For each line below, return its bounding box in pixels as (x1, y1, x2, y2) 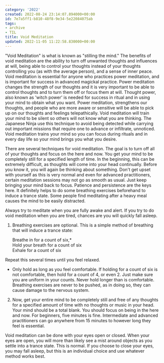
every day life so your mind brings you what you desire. (5, 136, 117, 142)
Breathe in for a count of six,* (12, 237, 72, 243)
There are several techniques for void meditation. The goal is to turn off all (5, 145, 155, 151)
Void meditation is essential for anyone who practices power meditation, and (5, 73, 160, 79)
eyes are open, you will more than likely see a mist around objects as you (5, 337, 153, 343)
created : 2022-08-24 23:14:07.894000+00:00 (5, 12, 95, 17)
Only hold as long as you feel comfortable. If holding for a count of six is (12, 266, 158, 272)
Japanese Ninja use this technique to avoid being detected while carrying (5, 120, 153, 126)
